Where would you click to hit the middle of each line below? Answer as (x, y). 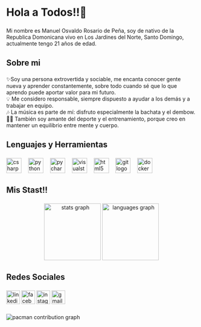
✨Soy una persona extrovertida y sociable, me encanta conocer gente (94, 79)
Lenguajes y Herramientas (57, 144)
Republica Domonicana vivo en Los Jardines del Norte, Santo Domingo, (95, 37)
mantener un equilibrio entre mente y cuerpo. (63, 125)
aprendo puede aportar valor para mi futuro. (61, 93)
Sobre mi (24, 63)
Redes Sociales (36, 277)
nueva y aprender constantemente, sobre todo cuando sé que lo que (92, 86)
